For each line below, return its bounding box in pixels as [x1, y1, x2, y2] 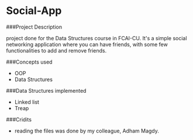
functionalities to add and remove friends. [6, 47, 107, 54]
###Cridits [6, 116, 32, 123]
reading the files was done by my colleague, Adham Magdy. [14, 127, 160, 134]
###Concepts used [6, 58, 53, 65]
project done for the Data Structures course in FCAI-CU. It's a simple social [6, 34, 187, 41]
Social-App [6, 4, 62, 17]
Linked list [14, 98, 40, 106]
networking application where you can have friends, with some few [6, 41, 168, 48]
